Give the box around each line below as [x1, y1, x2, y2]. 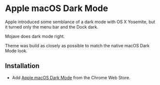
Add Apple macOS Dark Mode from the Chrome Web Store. [12, 74, 131, 80]
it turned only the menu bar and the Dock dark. [5, 24, 99, 29]
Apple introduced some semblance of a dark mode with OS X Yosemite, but [5, 19, 156, 25]
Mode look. [5, 48, 28, 54]
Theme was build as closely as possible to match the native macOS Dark [5, 42, 150, 48]
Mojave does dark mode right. [5, 33, 65, 39]
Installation [5, 62, 40, 70]
